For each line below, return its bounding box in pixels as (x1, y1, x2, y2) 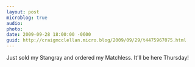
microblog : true (6, 15, 48, 21)
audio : (6, 20, 23, 26)
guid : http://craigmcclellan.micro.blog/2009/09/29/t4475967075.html (6, 37, 187, 43)
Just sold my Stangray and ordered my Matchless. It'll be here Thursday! (6, 54, 189, 61)
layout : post (6, 9, 40, 15)
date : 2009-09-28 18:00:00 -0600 (6, 32, 91, 38)
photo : (6, 26, 23, 32)
